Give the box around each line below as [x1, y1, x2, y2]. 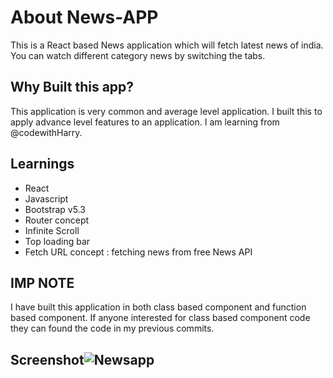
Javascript [24, 192, 69, 205]
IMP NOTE [10, 274, 75, 291]
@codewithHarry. [10, 126, 83, 138]
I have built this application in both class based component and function [10, 301, 307, 313]
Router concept [24, 214, 90, 226]
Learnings [10, 156, 75, 173]
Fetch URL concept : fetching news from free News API [24, 246, 253, 258]
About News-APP [10, 6, 159, 29]
